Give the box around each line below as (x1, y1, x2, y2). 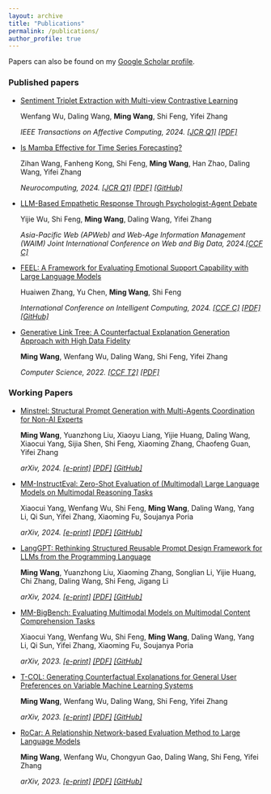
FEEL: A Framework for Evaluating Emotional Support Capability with (19, 263, 249, 273)
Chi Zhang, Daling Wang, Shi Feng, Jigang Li (19, 576, 168, 586)
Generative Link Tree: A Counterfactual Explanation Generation (19, 327, 231, 337)
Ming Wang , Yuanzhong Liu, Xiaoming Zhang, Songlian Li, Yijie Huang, (19, 567, 256, 577)
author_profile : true (8, 34, 82, 43)
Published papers (8, 77, 79, 88)
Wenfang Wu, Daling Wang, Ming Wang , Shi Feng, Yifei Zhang (19, 111, 228, 121)
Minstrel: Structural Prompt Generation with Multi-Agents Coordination (19, 406, 255, 415)
